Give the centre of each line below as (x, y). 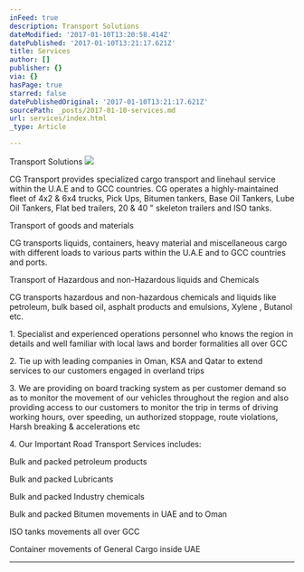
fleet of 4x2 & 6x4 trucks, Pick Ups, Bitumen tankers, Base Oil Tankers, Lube (152, 198)
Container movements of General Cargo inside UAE (105, 549)
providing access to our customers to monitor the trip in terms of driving (144, 407)
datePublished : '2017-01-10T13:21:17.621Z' (93, 43)
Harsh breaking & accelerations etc (75, 427)
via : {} (24, 77)
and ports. (28, 262)
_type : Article (38, 127)
